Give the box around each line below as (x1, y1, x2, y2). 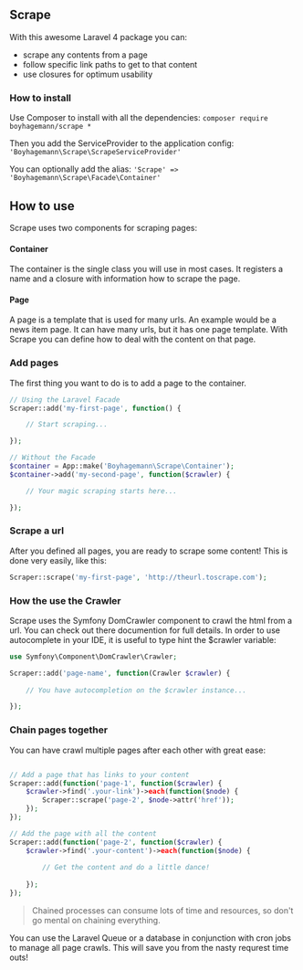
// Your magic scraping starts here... (26, 486, 178, 496)
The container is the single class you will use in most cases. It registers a (9, 264, 284, 275)
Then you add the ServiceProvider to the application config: (9, 138, 235, 149)
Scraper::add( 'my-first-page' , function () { (9, 404, 182, 413)
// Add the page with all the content (9, 828, 157, 838)
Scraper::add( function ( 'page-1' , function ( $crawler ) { (9, 778, 223, 788)
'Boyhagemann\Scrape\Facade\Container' (9, 174, 162, 183)
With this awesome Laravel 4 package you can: (9, 31, 188, 42)
